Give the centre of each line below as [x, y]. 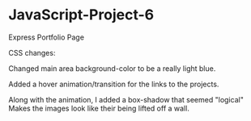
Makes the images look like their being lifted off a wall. [99, 108]
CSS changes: [32, 52]
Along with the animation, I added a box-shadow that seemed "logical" [126, 99]
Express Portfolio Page [47, 37]
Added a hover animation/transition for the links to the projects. [114, 84]
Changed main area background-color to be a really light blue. [112, 68]
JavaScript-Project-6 [81, 15]
